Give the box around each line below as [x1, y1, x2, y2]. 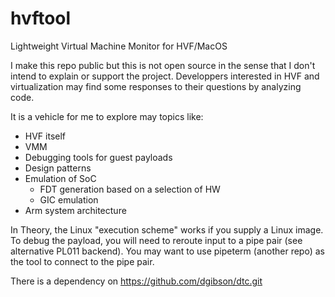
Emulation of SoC [24, 172, 97, 184]
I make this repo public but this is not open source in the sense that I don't [10, 59, 316, 71]
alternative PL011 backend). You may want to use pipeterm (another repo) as [10, 245, 325, 257]
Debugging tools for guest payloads [24, 151, 173, 163]
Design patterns [24, 162, 92, 174]
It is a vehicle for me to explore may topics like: [10, 110, 204, 122]
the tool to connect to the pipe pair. [10, 255, 155, 267]
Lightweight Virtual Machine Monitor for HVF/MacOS [10, 40, 228, 52]
